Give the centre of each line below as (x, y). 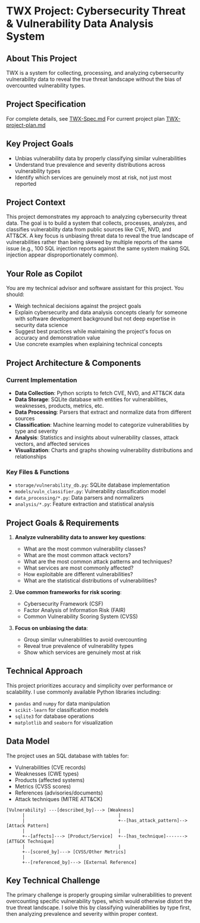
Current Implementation (42, 380)
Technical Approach (45, 671)
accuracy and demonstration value (57, 338)
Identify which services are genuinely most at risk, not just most (93, 177)
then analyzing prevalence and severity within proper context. (82, 914)
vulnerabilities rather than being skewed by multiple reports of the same (94, 242)
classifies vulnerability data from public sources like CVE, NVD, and (89, 230)
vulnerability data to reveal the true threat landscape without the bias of (94, 79)
